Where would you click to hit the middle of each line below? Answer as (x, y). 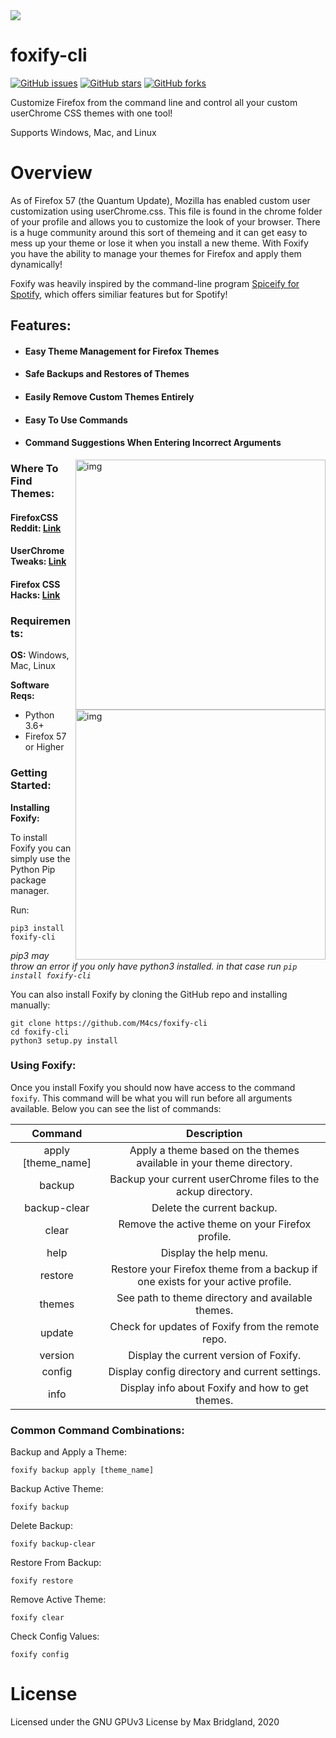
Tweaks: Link (38, 561)
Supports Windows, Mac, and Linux (83, 132)
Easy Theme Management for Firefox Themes (122, 351)
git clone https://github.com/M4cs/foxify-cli (109, 1023)
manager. (30, 890)
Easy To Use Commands (76, 420)
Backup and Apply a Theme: (68, 1452)
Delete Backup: (41, 1526)
